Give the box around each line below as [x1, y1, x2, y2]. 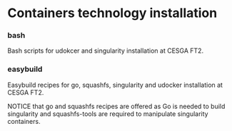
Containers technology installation [7, 5, 218, 21]
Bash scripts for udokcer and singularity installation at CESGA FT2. [7, 46, 204, 55]
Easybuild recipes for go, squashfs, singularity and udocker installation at [7, 80, 223, 89]
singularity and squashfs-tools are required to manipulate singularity [7, 109, 208, 118]
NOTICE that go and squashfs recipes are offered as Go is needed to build [7, 102, 226, 110]
